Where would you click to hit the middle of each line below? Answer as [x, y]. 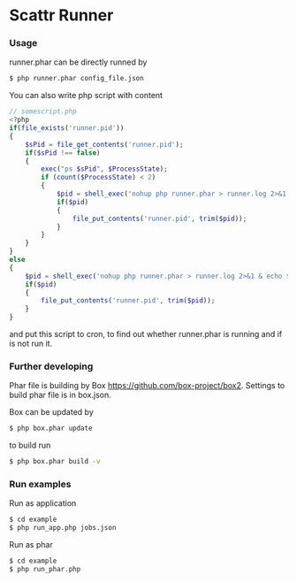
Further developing [51, 366]
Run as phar [31, 545]
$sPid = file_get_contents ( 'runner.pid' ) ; [104, 144]
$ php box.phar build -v [55, 462]
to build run [30, 445]
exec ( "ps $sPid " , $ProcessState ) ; [104, 169]
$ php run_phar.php [45, 570]
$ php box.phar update [51, 429]
